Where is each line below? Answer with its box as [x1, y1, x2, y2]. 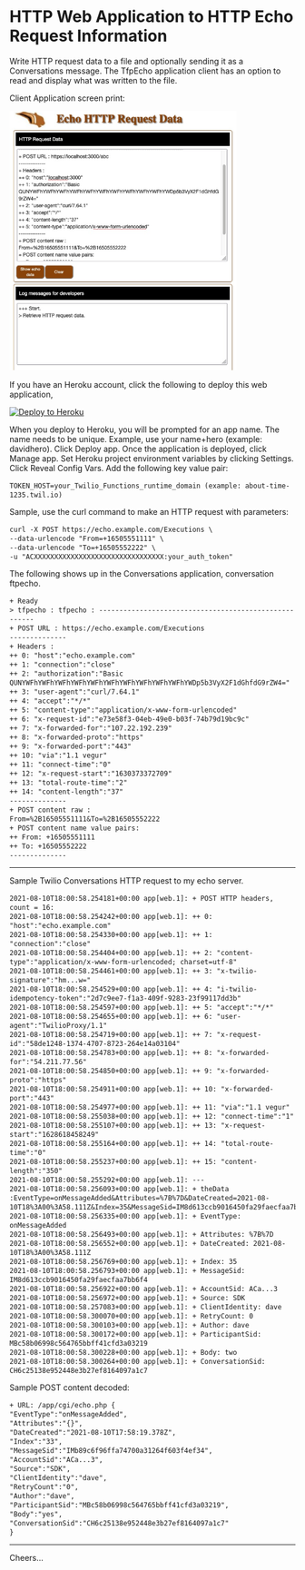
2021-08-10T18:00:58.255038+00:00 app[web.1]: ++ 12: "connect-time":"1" [9, 1111, 295, 1121]
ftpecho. [9, 578, 41, 588]
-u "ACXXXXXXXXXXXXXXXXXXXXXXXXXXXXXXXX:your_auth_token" [9, 552, 233, 561]
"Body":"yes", [9, 1509, 64, 1518]
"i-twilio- [216, 984, 258, 993]
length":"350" [9, 1166, 64, 1175]
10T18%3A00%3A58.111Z [9, 1248, 92, 1257]
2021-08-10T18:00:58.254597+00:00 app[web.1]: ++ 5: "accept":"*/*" [9, 1002, 274, 1012]
